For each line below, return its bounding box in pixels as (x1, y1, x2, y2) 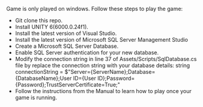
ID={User (73, 75, 96, 82)
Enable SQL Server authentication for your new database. (15, 49, 159, 56)
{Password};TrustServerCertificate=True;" (15, 81, 121, 88)
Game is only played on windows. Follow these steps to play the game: (6, 5, 183, 12)
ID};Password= (97, 75, 135, 82)
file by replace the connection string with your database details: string (15, 62, 190, 69)
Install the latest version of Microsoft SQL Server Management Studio (15, 36, 188, 43)
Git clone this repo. (15, 17, 63, 24)
